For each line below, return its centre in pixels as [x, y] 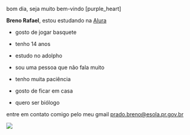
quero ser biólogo [37, 103]
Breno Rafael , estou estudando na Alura [56, 20]
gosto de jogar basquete [46, 32]
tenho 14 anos [32, 44]
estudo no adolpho [39, 56]
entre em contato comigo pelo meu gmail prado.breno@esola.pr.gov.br [95, 114]
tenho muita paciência [43, 79]
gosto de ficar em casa [44, 91]
